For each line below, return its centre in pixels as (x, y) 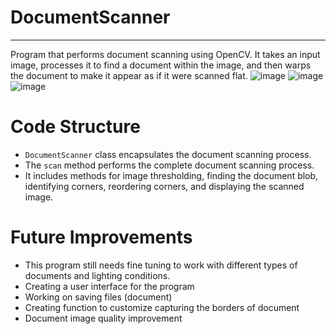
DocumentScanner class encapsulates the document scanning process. (168, 154)
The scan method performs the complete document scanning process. (169, 165)
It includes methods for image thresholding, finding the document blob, (171, 175)
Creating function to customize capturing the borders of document (162, 307)
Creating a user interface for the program (109, 286)
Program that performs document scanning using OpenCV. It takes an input (165, 54)
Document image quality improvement (103, 318)
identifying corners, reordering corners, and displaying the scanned (164, 186)
